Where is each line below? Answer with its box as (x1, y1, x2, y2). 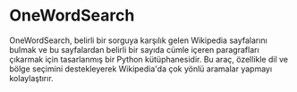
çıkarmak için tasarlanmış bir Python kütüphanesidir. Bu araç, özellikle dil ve (9, 54, 289, 64)
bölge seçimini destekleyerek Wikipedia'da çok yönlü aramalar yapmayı (9, 63, 273, 74)
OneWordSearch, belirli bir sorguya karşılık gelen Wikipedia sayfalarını (9, 35, 268, 46)
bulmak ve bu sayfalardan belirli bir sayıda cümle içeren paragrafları (9, 44, 259, 54)
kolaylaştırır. (9, 72, 54, 83)
